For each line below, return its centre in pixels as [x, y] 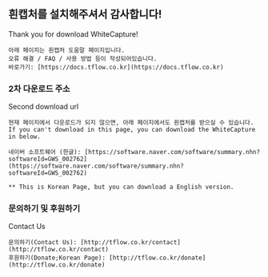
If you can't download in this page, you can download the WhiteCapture [132, 130]
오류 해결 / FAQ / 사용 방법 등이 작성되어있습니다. [83, 58]
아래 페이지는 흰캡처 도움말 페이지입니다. [67, 50]
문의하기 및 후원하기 [44, 208]
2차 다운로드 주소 [39, 89]
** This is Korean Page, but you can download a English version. [121, 187]
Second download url [44, 107]
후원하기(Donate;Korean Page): [57, 258]
